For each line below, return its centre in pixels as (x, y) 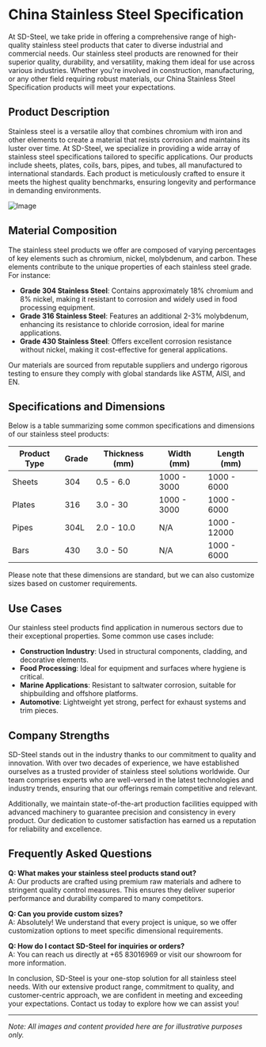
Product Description (59, 112)
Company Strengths (59, 735)
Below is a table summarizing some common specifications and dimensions (131, 425)
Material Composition (63, 231)
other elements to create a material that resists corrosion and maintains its (129, 140)
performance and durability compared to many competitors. (106, 898)
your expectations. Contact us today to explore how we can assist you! (123, 1003)
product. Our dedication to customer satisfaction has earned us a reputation (132, 820)
